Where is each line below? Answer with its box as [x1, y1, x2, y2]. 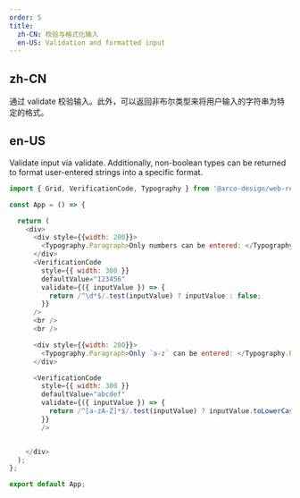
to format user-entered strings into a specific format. [9, 166, 204, 177]
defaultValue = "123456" [41, 274, 126, 283]
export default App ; [9, 480, 87, 489]
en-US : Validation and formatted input [17, 38, 166, 47]
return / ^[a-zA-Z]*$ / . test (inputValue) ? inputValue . [48, 407, 254, 416]
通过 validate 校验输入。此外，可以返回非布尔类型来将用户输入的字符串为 [9, 96, 278, 107]
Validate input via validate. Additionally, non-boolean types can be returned [9, 157, 287, 168]
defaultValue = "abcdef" [41, 390, 126, 399]
